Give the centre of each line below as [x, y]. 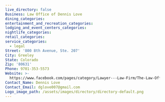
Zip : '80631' [18, 64]
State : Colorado [22, 60]
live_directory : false [28, 10]
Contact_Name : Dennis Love [33, 82]
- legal [17, 46]
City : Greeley [20, 55]
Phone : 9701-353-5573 [27, 69]
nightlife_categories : [28, 32]
